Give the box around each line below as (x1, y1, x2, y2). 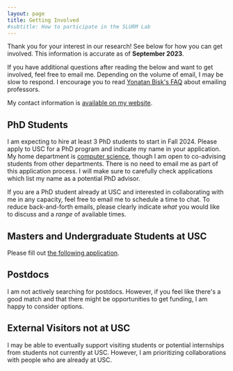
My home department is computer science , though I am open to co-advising (7, 152, 226, 161)
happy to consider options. (7, 302, 85, 310)
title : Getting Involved (7, 17, 79, 24)
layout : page (7, 10, 45, 17)
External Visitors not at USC (7, 322, 131, 334)
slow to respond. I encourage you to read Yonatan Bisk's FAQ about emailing (7, 78, 227, 86)
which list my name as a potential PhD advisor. (7, 175, 140, 183)
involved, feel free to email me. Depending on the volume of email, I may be (7, 70, 224, 79)
